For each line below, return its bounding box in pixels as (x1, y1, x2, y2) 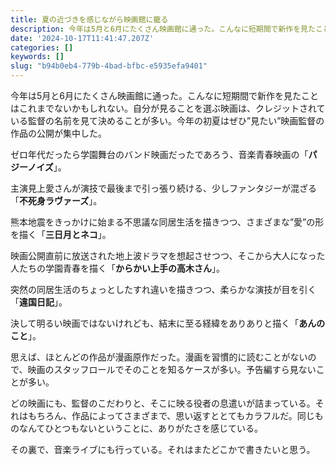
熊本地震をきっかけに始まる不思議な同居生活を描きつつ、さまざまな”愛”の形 (10, 216, 325, 228)
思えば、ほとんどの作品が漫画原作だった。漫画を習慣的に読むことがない (10, 351, 308, 363)
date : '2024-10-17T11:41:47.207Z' (10, 33, 155, 43)
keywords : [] (10, 52, 65, 62)
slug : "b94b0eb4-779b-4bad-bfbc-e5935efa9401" (10, 61, 208, 71)
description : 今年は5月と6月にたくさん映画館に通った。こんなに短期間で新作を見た (10, 24, 316, 34)
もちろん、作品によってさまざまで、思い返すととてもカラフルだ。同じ (27, 410, 315, 421)
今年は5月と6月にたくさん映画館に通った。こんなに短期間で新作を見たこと (10, 90, 319, 101)
